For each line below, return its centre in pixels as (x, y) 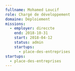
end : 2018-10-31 (31, 33)
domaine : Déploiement (28, 19)
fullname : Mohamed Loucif (32, 10)
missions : (15, 24)
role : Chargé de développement (38, 14)
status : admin (29, 42)
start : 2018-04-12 (33, 38)
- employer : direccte (32, 28)
